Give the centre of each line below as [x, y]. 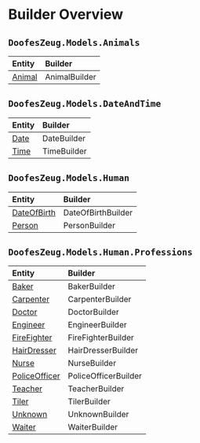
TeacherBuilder [96, 389]
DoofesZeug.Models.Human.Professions [100, 252]
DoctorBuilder [93, 312]
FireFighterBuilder [101, 338]
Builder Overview [66, 15]
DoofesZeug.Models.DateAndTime [85, 104]
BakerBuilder [92, 286]
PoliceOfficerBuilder [105, 376]
